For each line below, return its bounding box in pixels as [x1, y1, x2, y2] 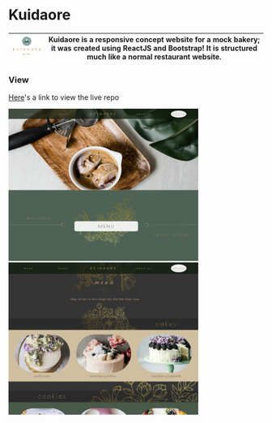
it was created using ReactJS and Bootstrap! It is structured [51, 43, 257, 54]
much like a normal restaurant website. [87, 52, 222, 62]
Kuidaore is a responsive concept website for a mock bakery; [48, 35, 261, 45]
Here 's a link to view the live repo [8, 93, 120, 102]
